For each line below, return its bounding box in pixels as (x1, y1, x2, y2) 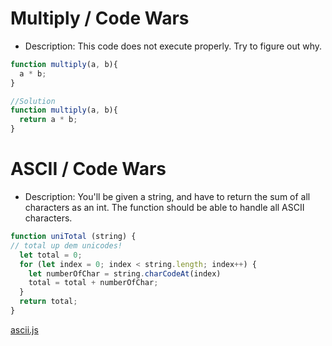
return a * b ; (19, 115, 78, 125)
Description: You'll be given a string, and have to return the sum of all (24, 191, 311, 202)
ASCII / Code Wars (10, 158, 167, 181)
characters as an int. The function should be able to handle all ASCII (24, 202, 305, 213)
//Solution (10, 96, 56, 106)
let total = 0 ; (19, 250, 83, 260)
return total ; (19, 297, 78, 307)
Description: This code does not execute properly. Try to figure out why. (24, 40, 323, 52)
